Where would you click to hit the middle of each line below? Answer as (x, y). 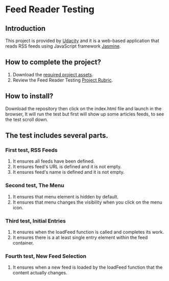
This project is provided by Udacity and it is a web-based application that (82, 41)
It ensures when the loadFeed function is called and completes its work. (88, 232)
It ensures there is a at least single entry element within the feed (80, 237)
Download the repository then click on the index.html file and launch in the (83, 108)
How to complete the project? (53, 62)
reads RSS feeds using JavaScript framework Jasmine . (63, 46)
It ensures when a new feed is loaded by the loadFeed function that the (88, 267)
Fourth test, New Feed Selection (46, 256)
